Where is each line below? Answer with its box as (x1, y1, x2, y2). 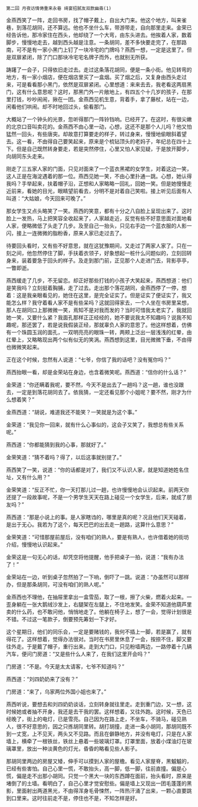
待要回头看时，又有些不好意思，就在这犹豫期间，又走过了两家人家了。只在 (6, 242, 187, 249)
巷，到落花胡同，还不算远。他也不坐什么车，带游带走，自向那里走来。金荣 (6, 24, 187, 31)
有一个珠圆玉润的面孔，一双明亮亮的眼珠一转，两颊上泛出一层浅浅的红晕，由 (6, 329, 192, 335)
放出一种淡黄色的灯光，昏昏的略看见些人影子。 (26, 745, 140, 752)
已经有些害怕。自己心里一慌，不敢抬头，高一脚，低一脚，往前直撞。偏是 (6, 765, 181, 772)
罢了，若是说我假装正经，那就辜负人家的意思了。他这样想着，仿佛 (31, 321, 192, 328)
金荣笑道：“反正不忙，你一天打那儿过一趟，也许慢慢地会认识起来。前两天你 (6, 486, 190, 493)
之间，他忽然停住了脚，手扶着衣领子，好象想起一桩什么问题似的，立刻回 (11, 250, 187, 256)
